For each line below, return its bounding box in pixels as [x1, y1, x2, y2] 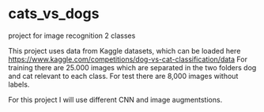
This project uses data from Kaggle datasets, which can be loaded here [8, 46, 241, 55]
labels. [8, 80, 30, 89]
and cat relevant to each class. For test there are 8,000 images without [8, 71, 239, 80]
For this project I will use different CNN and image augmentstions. [8, 95, 223, 104]
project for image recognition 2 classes [8, 31, 136, 40]
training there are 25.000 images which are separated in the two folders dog [8, 62, 257, 72]
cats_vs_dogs [8, 5, 100, 23]
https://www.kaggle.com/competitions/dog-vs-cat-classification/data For [8, 54, 247, 64]
